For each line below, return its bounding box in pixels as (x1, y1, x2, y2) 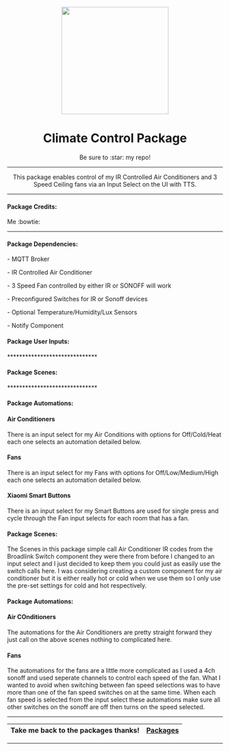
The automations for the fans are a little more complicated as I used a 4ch (7, 667, 216, 675)
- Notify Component (7, 321, 64, 330)
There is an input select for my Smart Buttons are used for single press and (7, 507, 219, 515)
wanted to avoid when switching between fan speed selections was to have (7, 681, 220, 689)
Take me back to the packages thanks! (10, 726, 140, 735)
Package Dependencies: (7, 240, 79, 248)
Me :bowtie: (7, 218, 41, 226)
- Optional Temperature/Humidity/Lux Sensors (7, 308, 138, 316)
